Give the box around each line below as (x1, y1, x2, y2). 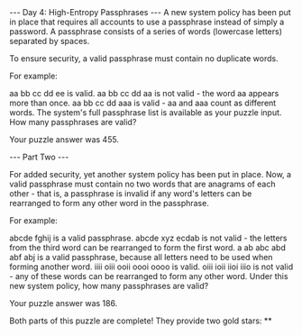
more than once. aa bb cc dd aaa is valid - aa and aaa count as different (9, 97, 277, 108)
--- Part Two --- (9, 151, 69, 162)
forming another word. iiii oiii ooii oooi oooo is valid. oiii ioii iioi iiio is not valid (9, 261, 294, 272)
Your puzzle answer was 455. (9, 134, 120, 145)
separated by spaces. (9, 36, 90, 46)
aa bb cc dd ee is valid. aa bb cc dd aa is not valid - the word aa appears (9, 88, 279, 98)
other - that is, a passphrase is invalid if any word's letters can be (9, 188, 252, 199)
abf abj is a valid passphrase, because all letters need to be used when (9, 252, 273, 262)
